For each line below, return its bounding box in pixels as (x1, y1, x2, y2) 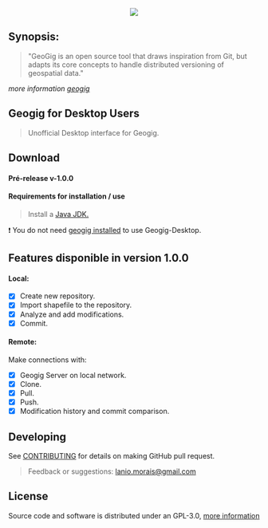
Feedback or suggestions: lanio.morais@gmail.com (27, 467, 197, 476)
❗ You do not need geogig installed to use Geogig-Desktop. (8, 225, 202, 234)
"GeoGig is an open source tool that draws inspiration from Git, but (27, 51, 247, 61)
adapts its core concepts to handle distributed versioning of (27, 60, 225, 69)
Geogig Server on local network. (19, 370, 127, 380)
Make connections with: (8, 355, 87, 364)
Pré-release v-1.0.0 (8, 173, 74, 183)
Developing (8, 430, 66, 443)
